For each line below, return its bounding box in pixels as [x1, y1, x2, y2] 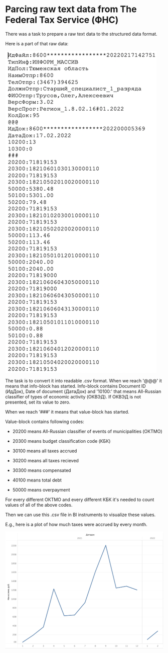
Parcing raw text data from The [5, 4, 137, 15]
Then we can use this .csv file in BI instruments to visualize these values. [5, 512, 156, 518]
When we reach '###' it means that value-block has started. [5, 409, 129, 415]
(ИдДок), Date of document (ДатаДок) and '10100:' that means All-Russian [5, 388, 161, 394]
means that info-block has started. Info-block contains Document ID [5, 383, 146, 389]
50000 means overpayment [12, 486, 70, 493]
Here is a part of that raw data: [5, 40, 69, 46]
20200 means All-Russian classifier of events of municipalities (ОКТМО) [12, 428, 162, 434]
